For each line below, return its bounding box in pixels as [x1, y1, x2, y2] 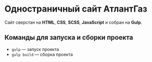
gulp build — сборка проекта [11, 51, 73, 57]
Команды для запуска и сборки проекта [4, 33, 134, 42]
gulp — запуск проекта [11, 46, 59, 52]
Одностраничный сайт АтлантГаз [4, 3, 148, 15]
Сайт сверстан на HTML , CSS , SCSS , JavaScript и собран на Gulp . [4, 19, 142, 25]
